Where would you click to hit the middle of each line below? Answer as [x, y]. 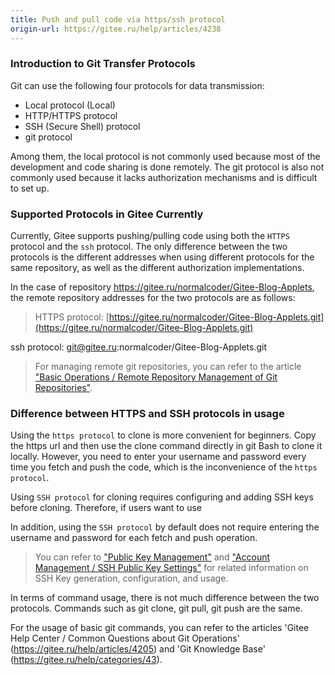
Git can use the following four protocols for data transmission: [137, 85]
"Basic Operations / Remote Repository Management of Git [156, 377]
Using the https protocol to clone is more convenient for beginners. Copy [163, 435]
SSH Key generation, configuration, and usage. [131, 578]
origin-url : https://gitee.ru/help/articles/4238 [116, 29]
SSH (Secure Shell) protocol [82, 126]
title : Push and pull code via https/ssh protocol [118, 19]
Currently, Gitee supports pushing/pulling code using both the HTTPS [150, 236]
